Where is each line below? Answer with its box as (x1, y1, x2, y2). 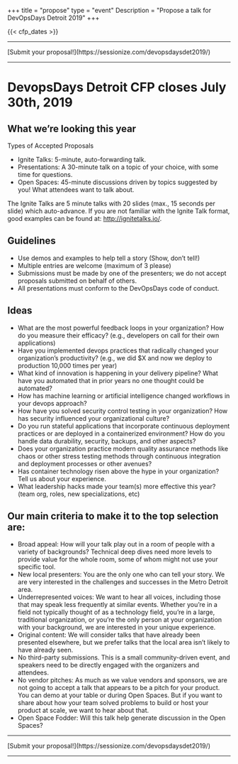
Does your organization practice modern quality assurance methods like (17, 444, 229, 453)
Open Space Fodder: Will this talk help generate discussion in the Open (17, 714, 226, 722)
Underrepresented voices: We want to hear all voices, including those (17, 593, 221, 601)
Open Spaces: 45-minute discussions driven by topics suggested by (17, 178, 218, 186)
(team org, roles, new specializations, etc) (17, 490, 140, 498)
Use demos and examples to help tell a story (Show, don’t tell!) (17, 254, 200, 262)
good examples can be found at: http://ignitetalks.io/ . (7, 215, 162, 222)
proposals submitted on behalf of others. (17, 276, 137, 285)
